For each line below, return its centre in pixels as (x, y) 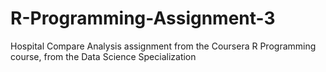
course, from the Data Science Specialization (103, 56)
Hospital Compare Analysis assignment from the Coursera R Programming (163, 46)
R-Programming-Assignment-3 (143, 18)
